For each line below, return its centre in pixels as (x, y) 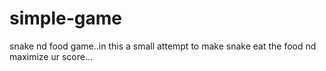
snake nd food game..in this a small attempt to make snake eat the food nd (163, 46)
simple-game (66, 18)
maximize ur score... (51, 56)
